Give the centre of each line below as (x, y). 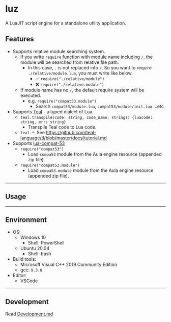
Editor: (20, 276)
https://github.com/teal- (71, 132)
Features (20, 39)
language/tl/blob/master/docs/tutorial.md (63, 138)
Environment (26, 220)
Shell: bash (39, 254)
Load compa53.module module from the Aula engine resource (91, 170)
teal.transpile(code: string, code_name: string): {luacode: (86, 117)
